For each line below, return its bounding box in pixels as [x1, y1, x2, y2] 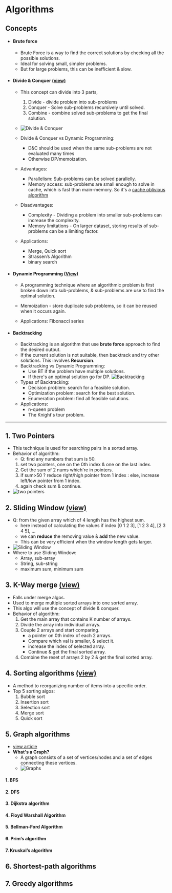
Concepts [5, 24, 37, 33]
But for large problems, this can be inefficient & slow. [20, 66, 132, 72]
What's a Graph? [12, 749, 50, 755]
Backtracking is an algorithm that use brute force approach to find [20, 341, 161, 347]
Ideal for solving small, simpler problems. [20, 60, 107, 67]
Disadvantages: [20, 202, 54, 208]
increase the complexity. [28, 217, 80, 223]
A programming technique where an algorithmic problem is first [20, 282, 155, 288]
